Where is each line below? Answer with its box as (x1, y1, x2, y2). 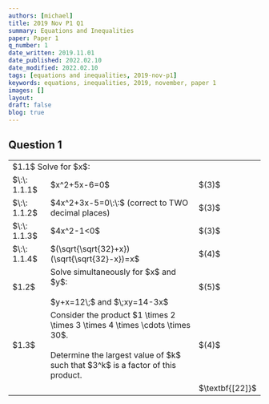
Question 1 (8, 138, 62, 152)
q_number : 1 (8, 42, 48, 50)
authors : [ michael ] (8, 11, 74, 20)
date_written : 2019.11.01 (8, 49, 94, 57)
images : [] (8, 86, 45, 95)
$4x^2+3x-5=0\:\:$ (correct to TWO (50, 197, 189, 208)
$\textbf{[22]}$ (199, 382, 257, 394)
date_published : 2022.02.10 (8, 57, 102, 65)
